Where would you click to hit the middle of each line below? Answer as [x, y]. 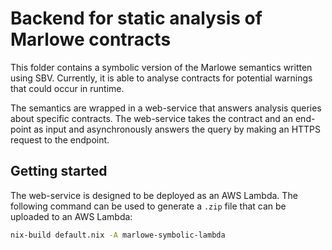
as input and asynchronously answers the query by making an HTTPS [177, 129]
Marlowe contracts [91, 39]
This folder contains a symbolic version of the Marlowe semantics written [161, 67]
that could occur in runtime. [67, 88]
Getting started [59, 171]
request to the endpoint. [60, 139]
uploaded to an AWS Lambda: [71, 216]
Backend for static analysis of [136, 18]
